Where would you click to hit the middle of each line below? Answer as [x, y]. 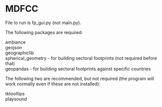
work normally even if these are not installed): [53, 84]
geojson [14, 47]
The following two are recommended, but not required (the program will [80, 78]
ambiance [16, 42]
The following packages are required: [44, 32]
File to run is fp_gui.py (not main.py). [43, 23]
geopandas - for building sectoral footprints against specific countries [78, 69]
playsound [16, 99]
